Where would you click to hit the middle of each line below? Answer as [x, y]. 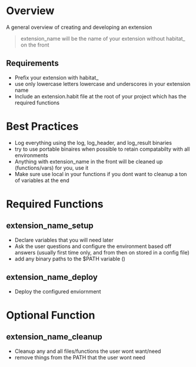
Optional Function [51, 315]
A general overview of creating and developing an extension [79, 27]
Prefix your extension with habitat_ [57, 77]
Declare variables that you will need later [64, 240]
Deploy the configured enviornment [58, 291]
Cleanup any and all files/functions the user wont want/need [88, 351]
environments [31, 155]
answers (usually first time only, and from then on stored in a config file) [102, 252]
